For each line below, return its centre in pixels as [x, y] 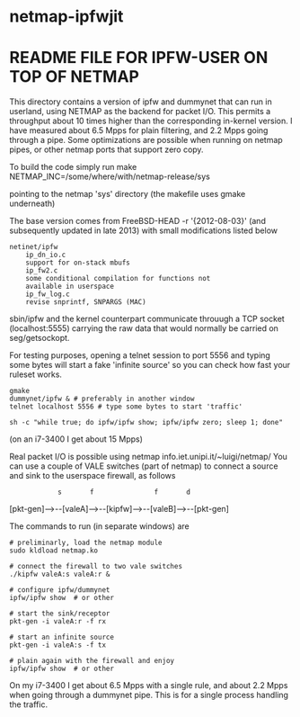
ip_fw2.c [42, 271]
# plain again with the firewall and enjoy [92, 661]
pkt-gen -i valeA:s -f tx [57, 645]
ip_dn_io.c [46, 255]
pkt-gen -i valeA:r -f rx [57, 622]
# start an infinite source [62, 637]
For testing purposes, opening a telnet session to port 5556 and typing [140, 355]
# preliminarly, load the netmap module [86, 543]
